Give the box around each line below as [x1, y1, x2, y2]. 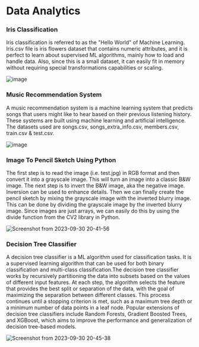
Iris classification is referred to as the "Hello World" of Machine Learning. [6, 39, 185, 46]
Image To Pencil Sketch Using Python [6, 156, 116, 164]
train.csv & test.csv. [6, 129, 55, 136]
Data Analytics [6, 4, 81, 18]
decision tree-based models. [6, 323, 77, 330]
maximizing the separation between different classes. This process [6, 292, 170, 299]
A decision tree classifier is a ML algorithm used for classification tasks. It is [6, 254, 192, 261]
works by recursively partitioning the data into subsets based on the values [6, 273, 190, 280]
